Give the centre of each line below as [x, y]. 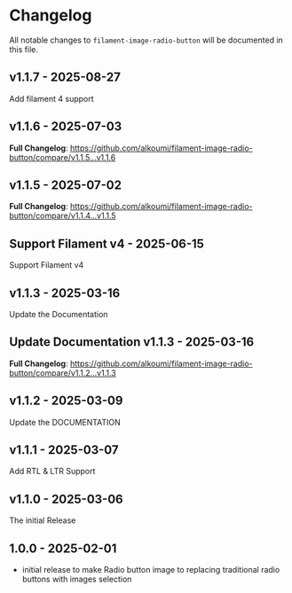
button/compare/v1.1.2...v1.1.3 [63, 372]
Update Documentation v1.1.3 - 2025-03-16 [132, 342]
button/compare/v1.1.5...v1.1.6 [63, 157]
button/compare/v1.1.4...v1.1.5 [63, 216]
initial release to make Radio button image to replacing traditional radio [151, 570]
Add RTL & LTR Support [52, 472]
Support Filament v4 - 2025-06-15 [107, 243]
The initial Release [43, 520]
